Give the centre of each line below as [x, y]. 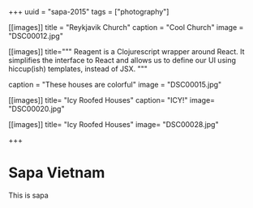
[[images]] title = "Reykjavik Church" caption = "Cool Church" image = [126, 27]
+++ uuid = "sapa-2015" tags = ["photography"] [89, 12]
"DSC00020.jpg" [36, 109]
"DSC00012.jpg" [36, 36]
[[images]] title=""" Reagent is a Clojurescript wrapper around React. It [126, 51]
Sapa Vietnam [57, 173]
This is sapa [28, 195]
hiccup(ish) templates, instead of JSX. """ [78, 69]
